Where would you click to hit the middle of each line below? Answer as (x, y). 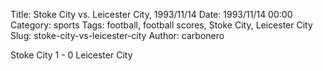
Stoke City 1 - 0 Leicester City (71, 55)
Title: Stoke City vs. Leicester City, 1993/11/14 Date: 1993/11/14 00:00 (151, 14)
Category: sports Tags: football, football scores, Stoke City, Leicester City (161, 25)
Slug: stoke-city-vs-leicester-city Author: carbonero (117, 35)
